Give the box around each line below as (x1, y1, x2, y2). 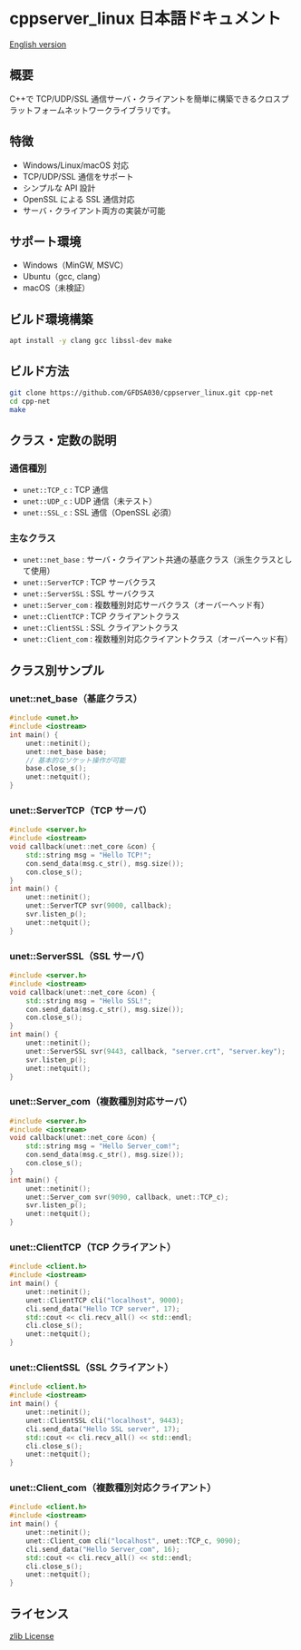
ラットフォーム (9, 104, 65, 115)
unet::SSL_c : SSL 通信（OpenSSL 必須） (22, 507, 177, 518)
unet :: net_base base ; (25, 747, 107, 756)
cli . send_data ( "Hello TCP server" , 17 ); (25, 1304, 180, 1313)
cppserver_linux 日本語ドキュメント (9, 8, 282, 29)
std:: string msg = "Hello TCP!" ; (25, 850, 152, 859)
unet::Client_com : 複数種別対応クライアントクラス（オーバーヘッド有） (22, 633, 293, 644)
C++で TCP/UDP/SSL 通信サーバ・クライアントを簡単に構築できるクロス (9, 93, 281, 104)
